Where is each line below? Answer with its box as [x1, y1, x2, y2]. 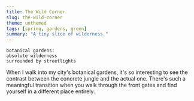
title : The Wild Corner [6, 8, 66, 15]
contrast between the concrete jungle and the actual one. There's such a [6, 75, 186, 82]
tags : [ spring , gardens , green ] [6, 25, 87, 32]
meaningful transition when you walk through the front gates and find [6, 82, 177, 89]
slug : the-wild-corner [6, 14, 63, 20]
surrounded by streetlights [6, 58, 77, 64]
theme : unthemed [6, 20, 47, 26]
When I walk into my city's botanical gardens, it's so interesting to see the [6, 69, 189, 76]
